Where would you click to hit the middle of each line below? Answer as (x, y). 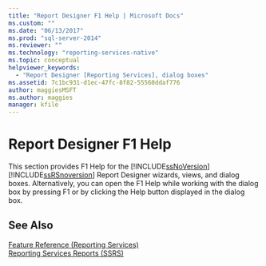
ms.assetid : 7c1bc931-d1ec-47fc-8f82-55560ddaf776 (94, 82)
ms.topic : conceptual (44, 61)
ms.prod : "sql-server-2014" (55, 38)
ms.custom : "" (32, 23)
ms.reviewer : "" (35, 46)
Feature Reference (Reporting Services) (74, 244)
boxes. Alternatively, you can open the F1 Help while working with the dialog (133, 184)
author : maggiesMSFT (43, 90)
